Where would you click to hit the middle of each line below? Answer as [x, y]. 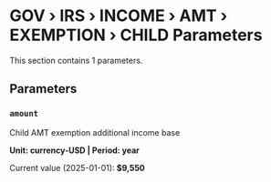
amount [24, 114]
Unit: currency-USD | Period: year [74, 150]
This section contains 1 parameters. [76, 60]
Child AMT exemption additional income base [95, 132]
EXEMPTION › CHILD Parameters [136, 35]
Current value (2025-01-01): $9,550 [78, 167]
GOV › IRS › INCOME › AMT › [119, 16]
